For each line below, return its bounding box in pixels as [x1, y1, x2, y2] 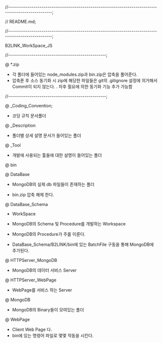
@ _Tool [5, 142, 21, 148]
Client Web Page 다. [12, 326, 52, 332]
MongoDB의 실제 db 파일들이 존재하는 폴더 [12, 182, 95, 187]
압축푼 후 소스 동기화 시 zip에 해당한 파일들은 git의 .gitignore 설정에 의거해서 [12, 78, 158, 83]
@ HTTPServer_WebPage [5, 277, 57, 283]
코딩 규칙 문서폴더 [12, 113, 46, 119]
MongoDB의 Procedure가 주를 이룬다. [12, 231, 86, 237]
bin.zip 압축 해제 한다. [12, 192, 54, 197]
